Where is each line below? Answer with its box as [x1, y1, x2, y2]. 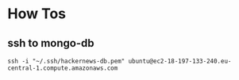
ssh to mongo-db [7, 36, 94, 50]
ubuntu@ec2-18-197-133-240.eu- [128, 57, 232, 65]
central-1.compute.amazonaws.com [7, 64, 118, 72]
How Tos [7, 5, 67, 23]
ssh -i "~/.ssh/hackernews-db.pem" [7, 57, 125, 65]
